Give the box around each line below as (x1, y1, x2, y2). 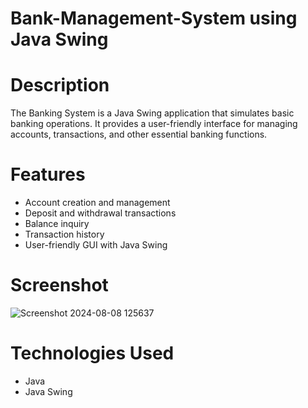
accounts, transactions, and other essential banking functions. (10, 128, 268, 141)
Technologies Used (10, 342, 175, 365)
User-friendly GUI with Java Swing (24, 239, 168, 251)
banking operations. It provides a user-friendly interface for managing (10, 118, 298, 130)
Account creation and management (24, 197, 171, 209)
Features (10, 163, 86, 186)
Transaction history (24, 228, 105, 241)
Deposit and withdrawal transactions (24, 207, 177, 219)
